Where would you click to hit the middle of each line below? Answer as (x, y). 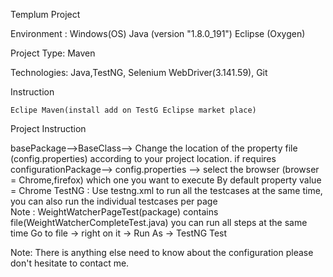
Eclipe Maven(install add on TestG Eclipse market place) (133, 110)
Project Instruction (48, 128)
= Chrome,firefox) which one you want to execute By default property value (166, 180)
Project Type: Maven (53, 53)
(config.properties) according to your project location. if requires (143, 158)
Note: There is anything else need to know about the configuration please (162, 252)
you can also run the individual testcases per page (114, 201)
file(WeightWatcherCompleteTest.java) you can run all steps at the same (159, 222)
